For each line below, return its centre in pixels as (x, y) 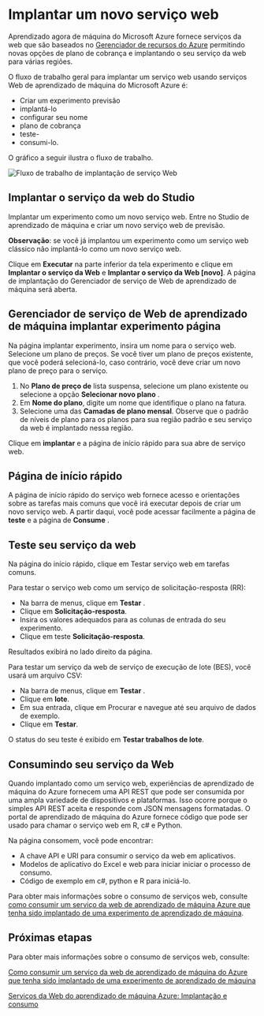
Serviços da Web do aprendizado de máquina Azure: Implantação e (118, 995)
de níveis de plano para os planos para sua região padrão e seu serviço (136, 419)
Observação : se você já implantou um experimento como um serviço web (128, 240)
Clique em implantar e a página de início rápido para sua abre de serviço (127, 443)
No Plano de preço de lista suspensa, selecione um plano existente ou (134, 386)
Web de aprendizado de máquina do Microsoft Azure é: (98, 85)
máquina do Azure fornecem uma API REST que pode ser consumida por (126, 792)
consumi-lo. (39, 142)
